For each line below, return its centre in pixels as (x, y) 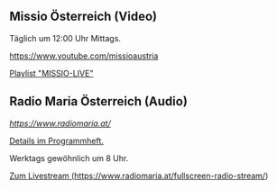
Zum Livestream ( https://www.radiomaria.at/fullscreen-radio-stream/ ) (139, 176)
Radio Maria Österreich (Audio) (98, 101)
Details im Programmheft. (56, 140)
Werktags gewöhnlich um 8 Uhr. (69, 158)
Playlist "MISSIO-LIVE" (51, 73)
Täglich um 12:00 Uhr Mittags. (65, 38)
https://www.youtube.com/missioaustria (84, 56)
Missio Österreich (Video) (83, 17)
